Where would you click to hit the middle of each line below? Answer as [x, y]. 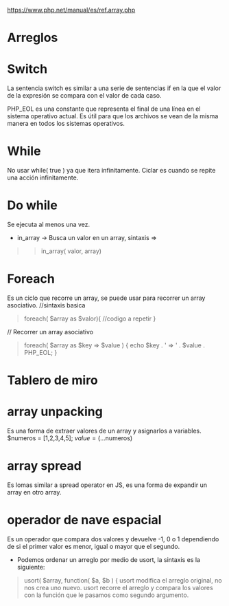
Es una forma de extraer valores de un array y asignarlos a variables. [104, 431]
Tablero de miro [52, 380]
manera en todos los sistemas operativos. [66, 124]
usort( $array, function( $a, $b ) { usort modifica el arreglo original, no [123, 580]
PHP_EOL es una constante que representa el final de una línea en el [104, 109]
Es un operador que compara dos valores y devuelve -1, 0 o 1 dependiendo [113, 539]
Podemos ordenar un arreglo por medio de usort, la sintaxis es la [109, 559]
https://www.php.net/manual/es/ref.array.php [71, 10]
